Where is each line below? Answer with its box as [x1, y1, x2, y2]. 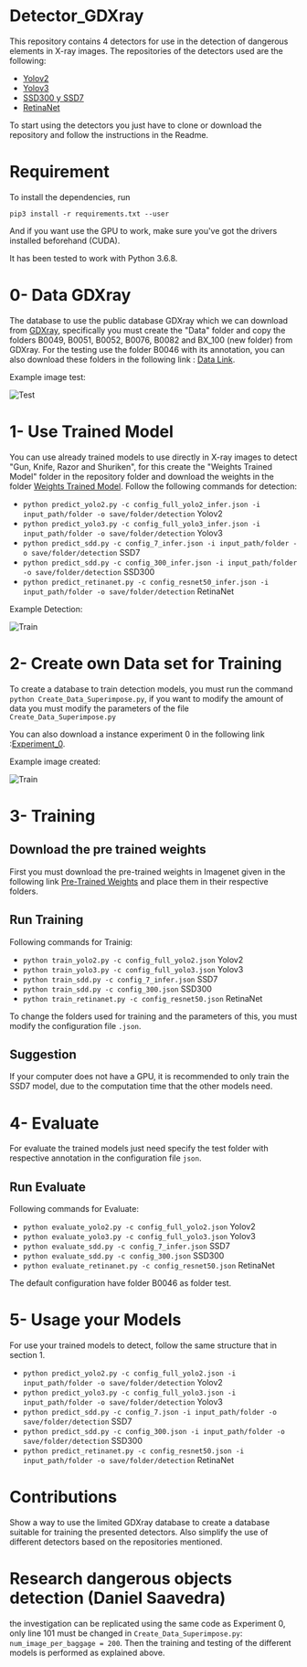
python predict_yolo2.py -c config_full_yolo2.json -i [22, 1369, 237, 1378]
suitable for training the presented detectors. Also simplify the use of [9, 1526, 269, 1537]
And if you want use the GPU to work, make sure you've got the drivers [9, 225, 278, 236]
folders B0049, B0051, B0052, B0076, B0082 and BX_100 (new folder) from [9, 334, 293, 345]
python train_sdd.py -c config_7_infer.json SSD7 [22, 973, 218, 984]
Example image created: [9, 756, 101, 767]
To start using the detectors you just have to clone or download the [9, 120, 262, 131]
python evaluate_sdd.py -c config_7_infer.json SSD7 [22, 1240, 230, 1252]
